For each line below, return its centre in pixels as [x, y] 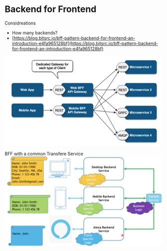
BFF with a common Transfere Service [44, 154]
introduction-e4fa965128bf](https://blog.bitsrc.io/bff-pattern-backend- [85, 43]
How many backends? [35, 32]
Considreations [20, 23]
